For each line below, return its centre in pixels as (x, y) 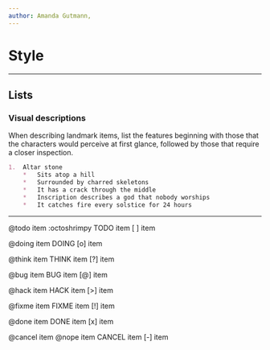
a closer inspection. (41, 153)
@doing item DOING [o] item (55, 243)
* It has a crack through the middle (90, 190)
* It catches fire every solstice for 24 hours (108, 205)
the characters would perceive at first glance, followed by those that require (134, 144)
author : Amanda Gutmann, (50, 16)
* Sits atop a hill (59, 175)
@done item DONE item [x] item (61, 321)
